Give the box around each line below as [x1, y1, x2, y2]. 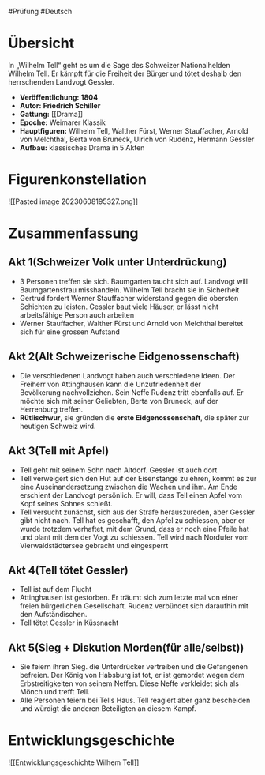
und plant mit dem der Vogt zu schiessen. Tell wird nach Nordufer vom [19, 532, 250, 542]
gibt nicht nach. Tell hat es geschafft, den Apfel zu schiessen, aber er [19, 515, 245, 525]
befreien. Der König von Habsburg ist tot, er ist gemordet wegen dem [19, 671, 244, 680]
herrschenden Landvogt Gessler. [8, 77, 115, 86]
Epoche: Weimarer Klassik [19, 118, 106, 127]
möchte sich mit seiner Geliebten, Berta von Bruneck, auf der [19, 396, 218, 405]
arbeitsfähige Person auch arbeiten [19, 310, 135, 319]
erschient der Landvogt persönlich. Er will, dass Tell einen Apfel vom [19, 490, 243, 500]
